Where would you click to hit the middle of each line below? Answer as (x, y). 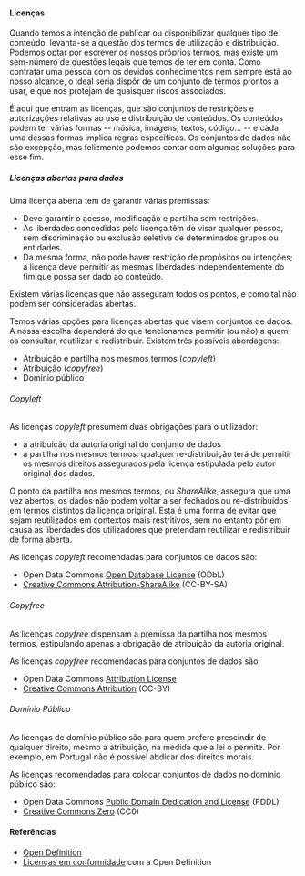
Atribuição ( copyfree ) (63, 368)
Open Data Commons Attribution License (100, 678)
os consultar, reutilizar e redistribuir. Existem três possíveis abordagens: (144, 341)
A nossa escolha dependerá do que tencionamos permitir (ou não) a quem (149, 331)
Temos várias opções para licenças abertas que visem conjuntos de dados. (151, 321)
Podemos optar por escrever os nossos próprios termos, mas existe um (144, 52)
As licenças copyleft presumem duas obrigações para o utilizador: (133, 427)
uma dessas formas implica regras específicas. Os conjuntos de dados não (150, 138)
